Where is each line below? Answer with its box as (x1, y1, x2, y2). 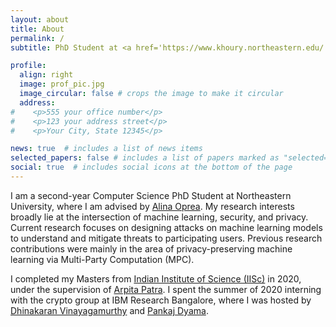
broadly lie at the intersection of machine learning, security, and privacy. (10, 211, 309, 223)
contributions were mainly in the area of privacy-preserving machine (10, 242, 293, 255)
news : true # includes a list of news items (10, 144, 203, 154)
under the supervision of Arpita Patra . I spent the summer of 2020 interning (10, 283, 322, 295)
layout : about (10, 14, 70, 25)
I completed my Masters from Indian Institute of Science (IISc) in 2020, (10, 272, 302, 285)
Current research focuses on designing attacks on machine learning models (10, 221, 323, 233)
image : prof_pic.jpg (19, 79, 105, 90)
